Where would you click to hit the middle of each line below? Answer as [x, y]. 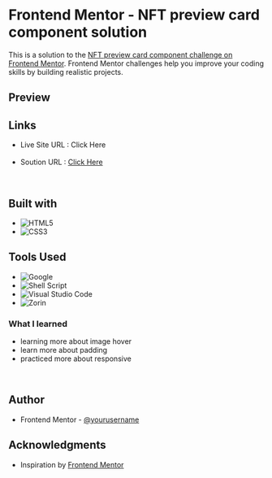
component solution [78, 32]
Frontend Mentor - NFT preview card [134, 15]
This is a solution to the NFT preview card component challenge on [121, 54]
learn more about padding [64, 350]
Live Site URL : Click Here [63, 145]
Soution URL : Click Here [61, 162]
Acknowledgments [58, 445]
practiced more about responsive [76, 358]
